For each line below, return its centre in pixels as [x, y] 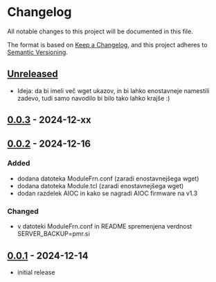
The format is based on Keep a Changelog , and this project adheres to [107, 44]
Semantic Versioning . [37, 52]
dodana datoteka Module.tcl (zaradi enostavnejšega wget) [100, 185]
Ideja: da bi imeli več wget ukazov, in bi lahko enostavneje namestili [113, 90]
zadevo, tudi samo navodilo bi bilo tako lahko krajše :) [93, 98]
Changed [23, 211]
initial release [36, 272]
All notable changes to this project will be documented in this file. [100, 31]
